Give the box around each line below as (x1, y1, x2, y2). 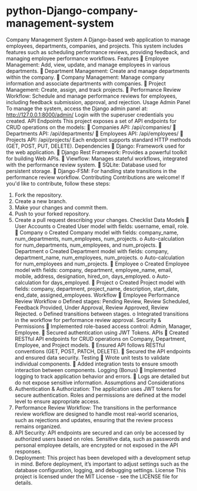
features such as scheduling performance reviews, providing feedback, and (6, 48, 190, 55)
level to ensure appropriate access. (14, 397, 101, 404)
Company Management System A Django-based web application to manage (6, 36, 191, 43)
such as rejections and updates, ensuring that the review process (14, 416, 173, 423)
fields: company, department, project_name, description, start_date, (14, 285, 179, 292)
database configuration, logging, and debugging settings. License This (14, 466, 186, 473)
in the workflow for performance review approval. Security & (14, 316, 162, 323)
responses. (14, 447, 42, 454)
